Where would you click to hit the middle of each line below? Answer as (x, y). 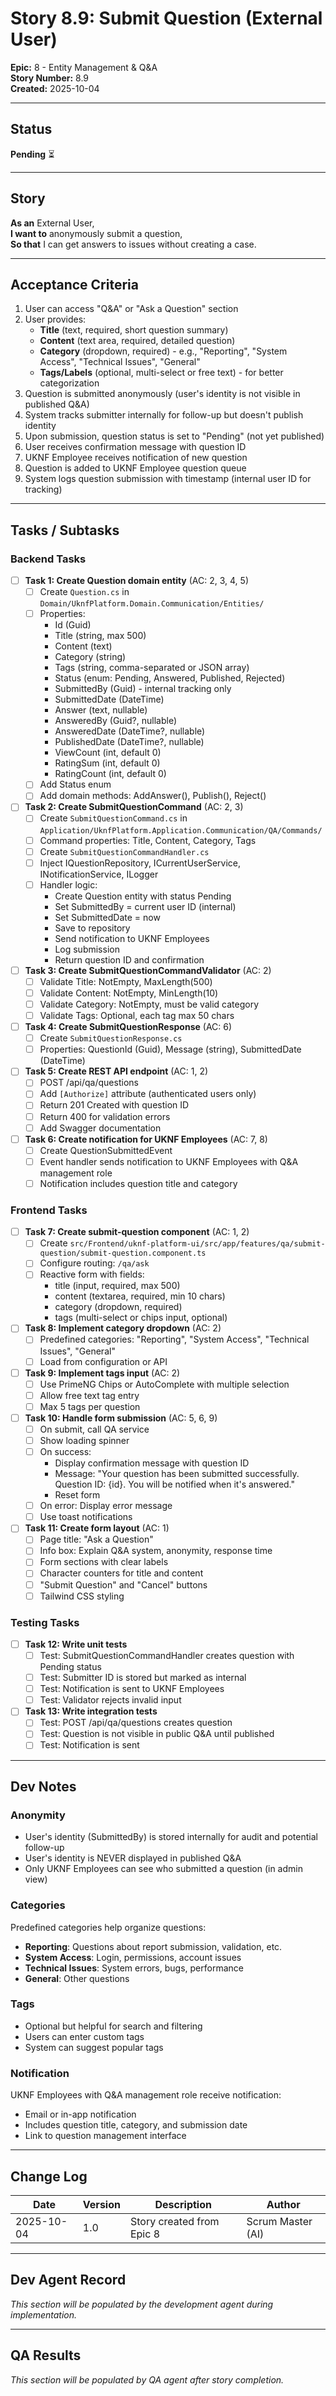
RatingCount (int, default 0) (110, 774)
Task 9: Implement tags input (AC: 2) (102, 1373)
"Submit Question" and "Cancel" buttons (123, 1584)
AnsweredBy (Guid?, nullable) (116, 721)
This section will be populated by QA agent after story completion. (147, 2379)
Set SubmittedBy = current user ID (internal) (145, 906)
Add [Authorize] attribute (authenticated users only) (148, 1094)
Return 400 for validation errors (105, 1116)
